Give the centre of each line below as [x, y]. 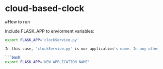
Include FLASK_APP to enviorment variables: [50, 31]
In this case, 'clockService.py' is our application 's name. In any [76, 49]
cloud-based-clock [45, 8]
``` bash [13, 57]
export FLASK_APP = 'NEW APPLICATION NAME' [48, 62]
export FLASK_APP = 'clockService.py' [42, 40]
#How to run [17, 22]
